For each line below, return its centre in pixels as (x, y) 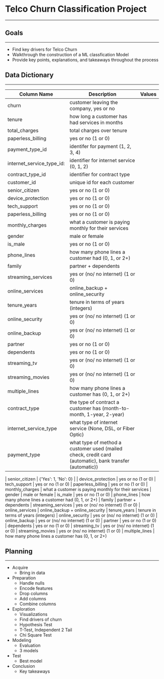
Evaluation (30, 645)
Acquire (20, 568)
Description (102, 94)
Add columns (33, 599)
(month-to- (116, 408)
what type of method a (96, 442)
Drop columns (33, 594)
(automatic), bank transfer (100, 461)
